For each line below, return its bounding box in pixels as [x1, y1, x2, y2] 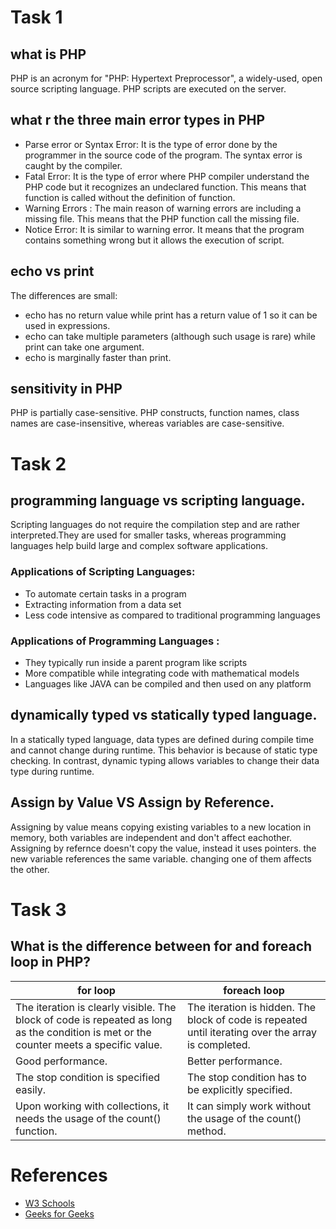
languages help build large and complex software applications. [10, 540, 269, 552]
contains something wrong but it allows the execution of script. [24, 234, 285, 246]
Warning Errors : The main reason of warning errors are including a [24, 202, 302, 214]
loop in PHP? [10, 954, 92, 971]
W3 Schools [24, 1197, 76, 1209]
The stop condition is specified [15, 1070, 161, 1084]
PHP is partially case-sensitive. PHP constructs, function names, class [10, 407, 300, 419]
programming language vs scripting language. [10, 492, 306, 510]
